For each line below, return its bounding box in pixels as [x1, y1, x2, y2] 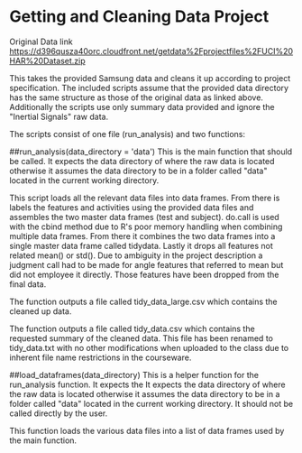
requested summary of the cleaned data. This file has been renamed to [9, 332, 273, 344]
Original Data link [9, 36, 74, 47]
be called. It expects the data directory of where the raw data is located [9, 155, 275, 166]
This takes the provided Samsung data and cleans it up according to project [9, 72, 291, 83]
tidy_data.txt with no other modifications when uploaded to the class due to [9, 342, 289, 353]
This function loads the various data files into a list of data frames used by [9, 425, 285, 436]
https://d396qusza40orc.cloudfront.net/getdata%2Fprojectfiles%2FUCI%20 [9, 45, 294, 56]
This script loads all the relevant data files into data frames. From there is [9, 192, 280, 203]
